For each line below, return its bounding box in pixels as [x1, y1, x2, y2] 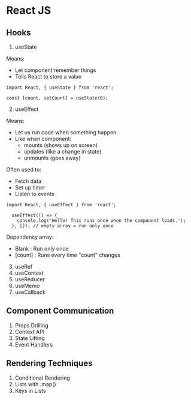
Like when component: [14, 136, 72, 142]
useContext [14, 269, 44, 276]
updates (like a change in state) [23, 148, 102, 155]
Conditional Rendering [14, 374, 71, 381]
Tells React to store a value [14, 73, 82, 80]
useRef [14, 263, 33, 270]
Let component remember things [14, 67, 96, 74]
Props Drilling [14, 321, 49, 329]
